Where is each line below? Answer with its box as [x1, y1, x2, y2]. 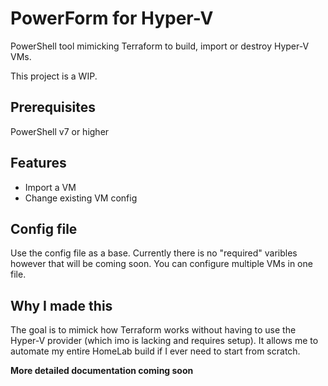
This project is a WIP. [10, 70, 98, 82]
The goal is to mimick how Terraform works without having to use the [10, 324, 297, 336]
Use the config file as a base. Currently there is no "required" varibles [10, 247, 298, 259]
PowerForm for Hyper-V [10, 7, 214, 30]
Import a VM [24, 181, 77, 193]
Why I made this [10, 297, 113, 314]
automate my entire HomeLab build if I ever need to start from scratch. [10, 345, 301, 357]
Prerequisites [10, 99, 96, 116]
